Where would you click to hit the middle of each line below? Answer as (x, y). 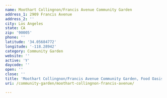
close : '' (15, 74)
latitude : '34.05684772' (31, 42)
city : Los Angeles (24, 24)
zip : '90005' (19, 33)
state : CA (15, 28)
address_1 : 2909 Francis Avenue (39, 14)
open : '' (14, 70)
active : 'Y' (17, 60)
